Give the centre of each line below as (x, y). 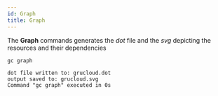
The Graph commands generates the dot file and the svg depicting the (109, 40)
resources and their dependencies (57, 48)
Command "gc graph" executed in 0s (59, 85)
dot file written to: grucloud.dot (59, 73)
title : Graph (26, 20)
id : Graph (22, 14)
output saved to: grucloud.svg (53, 79)
